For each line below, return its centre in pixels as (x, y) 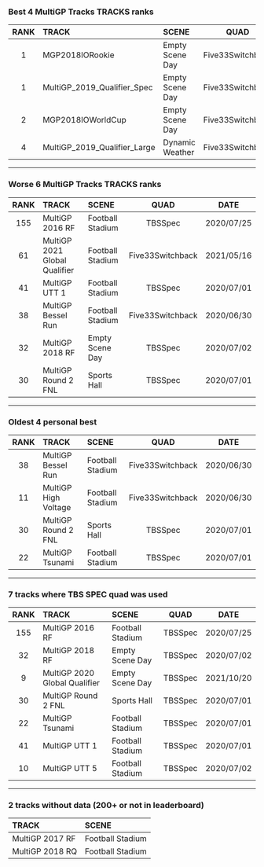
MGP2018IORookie (79, 55)
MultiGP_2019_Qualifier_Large (99, 148)
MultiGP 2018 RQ (44, 851)
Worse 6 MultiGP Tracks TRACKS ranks (85, 185)
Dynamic (180, 142)
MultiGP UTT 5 (70, 769)
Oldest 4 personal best (53, 421)
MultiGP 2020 (69, 673)
